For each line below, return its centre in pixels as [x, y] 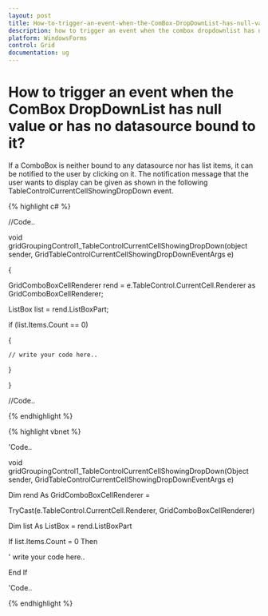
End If [18, 572]
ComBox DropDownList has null [115, 109]
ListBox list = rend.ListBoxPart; [59, 309]
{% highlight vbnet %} [45, 431]
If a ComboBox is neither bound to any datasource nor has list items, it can [131, 165]
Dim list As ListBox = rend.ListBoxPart [70, 526]
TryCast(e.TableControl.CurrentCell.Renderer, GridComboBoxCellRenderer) [132, 510]
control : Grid [32, 46]
